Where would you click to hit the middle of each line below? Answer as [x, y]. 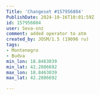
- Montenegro [22, 50]
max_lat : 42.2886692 [32, 78]
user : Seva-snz [25, 28]
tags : [13, 45]
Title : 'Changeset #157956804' [45, 12]
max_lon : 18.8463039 [32, 72]
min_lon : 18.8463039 [32, 61]
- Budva [16, 56]
